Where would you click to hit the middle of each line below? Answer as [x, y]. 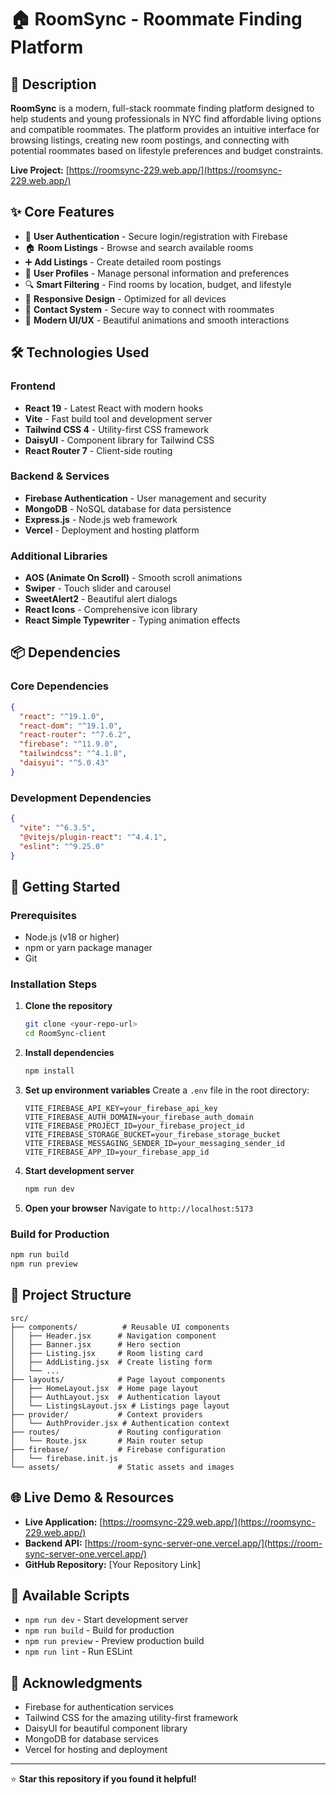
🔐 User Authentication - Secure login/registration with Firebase [156, 236]
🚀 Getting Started [65, 886]
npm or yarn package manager [88, 948]
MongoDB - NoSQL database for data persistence [128, 508]
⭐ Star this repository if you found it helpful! [103, 1779]
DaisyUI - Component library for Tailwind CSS [119, 440]
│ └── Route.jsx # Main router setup [106, 1441]
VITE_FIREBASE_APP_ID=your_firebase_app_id [117, 1152]
